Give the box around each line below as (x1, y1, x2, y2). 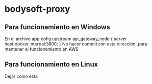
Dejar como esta (4, 73, 38, 79)
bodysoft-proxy (4, 3, 71, 15)
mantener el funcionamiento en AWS (4, 46, 79, 52)
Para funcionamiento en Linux (4, 60, 98, 69)
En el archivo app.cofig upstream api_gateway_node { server (4, 36, 127, 42)
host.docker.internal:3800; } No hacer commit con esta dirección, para (4, 41, 148, 47)
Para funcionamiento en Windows (4, 23, 110, 31)
